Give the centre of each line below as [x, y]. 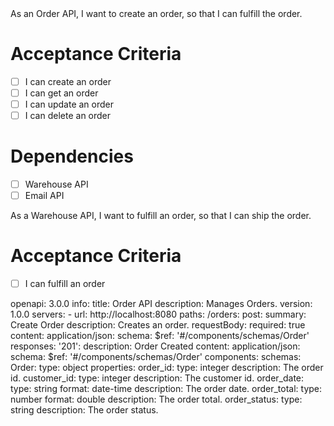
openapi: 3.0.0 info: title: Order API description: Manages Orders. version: [161, 304]
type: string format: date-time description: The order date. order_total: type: [166, 389]
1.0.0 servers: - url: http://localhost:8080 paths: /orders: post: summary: [158, 314]
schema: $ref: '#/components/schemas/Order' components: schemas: [156, 357]
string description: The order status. [84, 410]
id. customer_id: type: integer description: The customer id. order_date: [157, 378]
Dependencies [72, 156]
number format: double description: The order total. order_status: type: [156, 399]
